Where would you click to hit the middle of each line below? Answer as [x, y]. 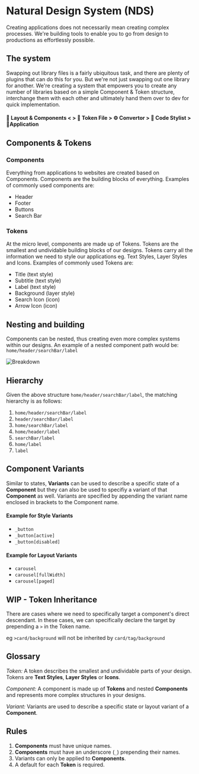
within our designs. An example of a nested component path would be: [92, 345]
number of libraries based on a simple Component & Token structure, [90, 92]
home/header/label [37, 432]
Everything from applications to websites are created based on [83, 173]
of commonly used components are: [50, 186]
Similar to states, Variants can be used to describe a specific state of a [93, 483]
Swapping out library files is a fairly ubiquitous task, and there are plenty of [98, 73]
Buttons [24, 209]
